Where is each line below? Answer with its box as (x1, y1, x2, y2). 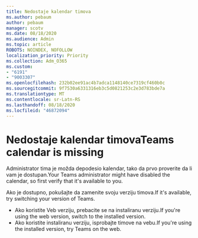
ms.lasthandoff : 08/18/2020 (6, 102, 76, 108)
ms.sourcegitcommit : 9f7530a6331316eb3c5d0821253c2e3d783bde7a (6, 86, 165, 92)
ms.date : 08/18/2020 (6, 31, 57, 37)
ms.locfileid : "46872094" (6, 107, 70, 113)
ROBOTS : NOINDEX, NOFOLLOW (6, 47, 73, 53)
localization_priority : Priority (6, 53, 89, 58)
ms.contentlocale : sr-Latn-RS (6, 96, 81, 102)
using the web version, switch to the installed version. (14, 213, 146, 220)
